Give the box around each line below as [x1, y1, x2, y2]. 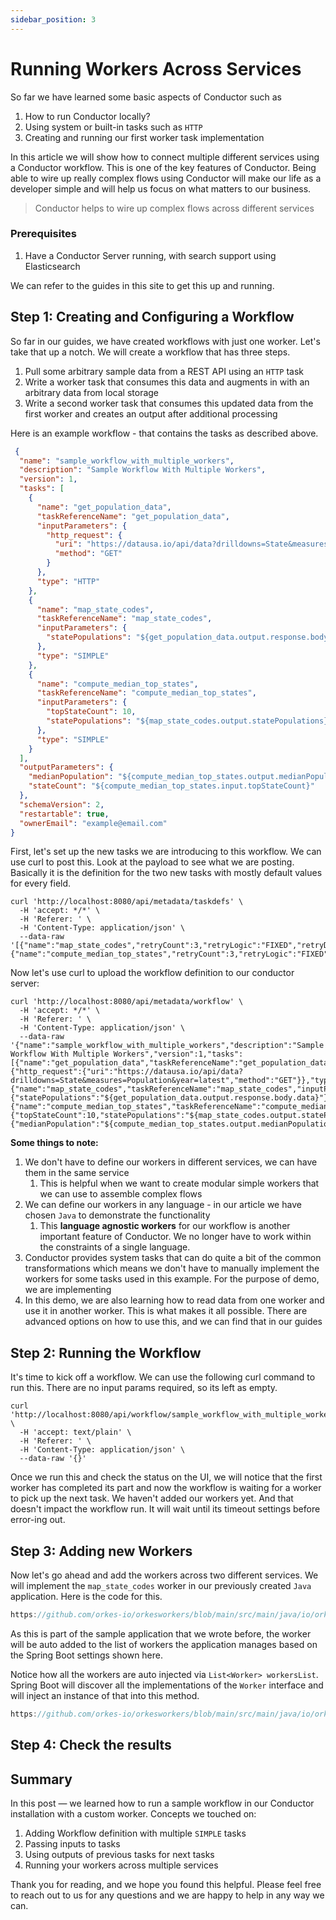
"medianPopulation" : [28, 772, 114, 782]
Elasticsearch [24, 260, 81, 272]
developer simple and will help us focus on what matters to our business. [10, 182, 312, 195]
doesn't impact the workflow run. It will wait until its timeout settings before [10, 1503, 321, 1515]
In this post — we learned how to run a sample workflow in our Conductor [10, 1797, 315, 1809]
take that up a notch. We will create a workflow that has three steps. [10, 346, 291, 358]
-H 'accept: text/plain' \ [19, 1427, 132, 1438]
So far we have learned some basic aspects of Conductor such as [10, 91, 282, 103]
